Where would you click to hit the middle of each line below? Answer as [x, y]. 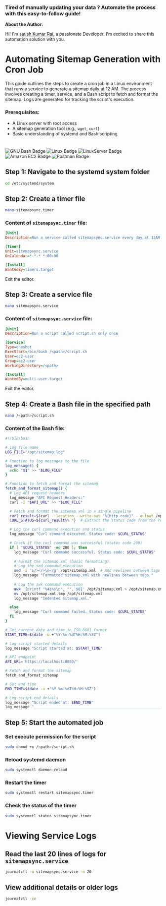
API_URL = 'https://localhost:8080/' [42, 662]
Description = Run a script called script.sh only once [62, 334]
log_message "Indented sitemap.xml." [53, 598]
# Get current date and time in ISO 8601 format [56, 630]
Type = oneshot [19, 347]
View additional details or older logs [62, 887]
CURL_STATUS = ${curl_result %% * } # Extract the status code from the [83, 520]
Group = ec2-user [21, 361]
